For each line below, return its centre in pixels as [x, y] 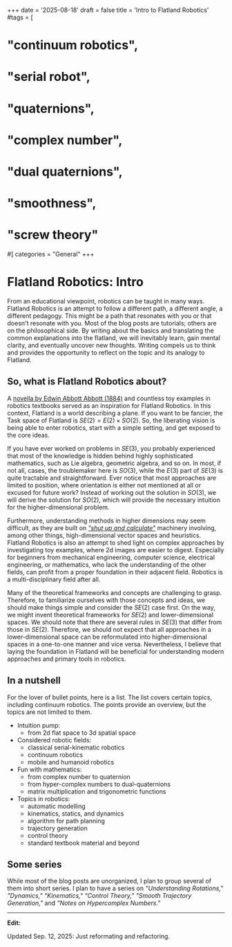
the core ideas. [29, 435]
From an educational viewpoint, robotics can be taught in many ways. [106, 301]
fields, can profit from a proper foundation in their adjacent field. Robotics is [115, 572]
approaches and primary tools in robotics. [67, 659]
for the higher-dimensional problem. [58, 507]
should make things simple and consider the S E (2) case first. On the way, [112, 607]
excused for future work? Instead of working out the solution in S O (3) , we [112, 492]
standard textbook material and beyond [84, 843]
